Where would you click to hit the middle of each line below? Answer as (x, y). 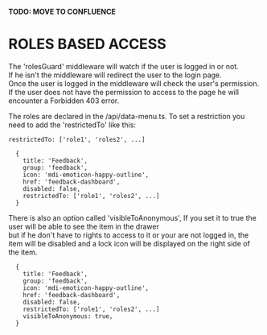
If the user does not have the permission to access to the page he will (124, 92)
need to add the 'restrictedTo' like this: (72, 125)
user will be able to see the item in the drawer (84, 226)
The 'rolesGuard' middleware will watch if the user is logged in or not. (123, 66)
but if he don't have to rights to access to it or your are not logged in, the (129, 235)
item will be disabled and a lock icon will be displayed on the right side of (129, 243)
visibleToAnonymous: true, (68, 316)
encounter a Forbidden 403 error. (64, 101)
